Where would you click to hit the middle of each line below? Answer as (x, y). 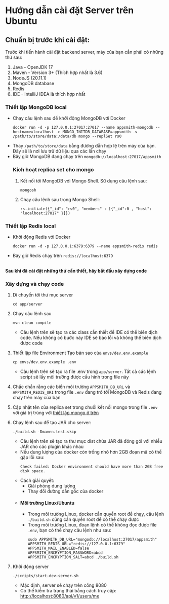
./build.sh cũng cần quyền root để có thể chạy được (83, 519)
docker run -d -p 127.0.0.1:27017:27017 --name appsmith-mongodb (83, 128)
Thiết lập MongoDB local (36, 107)
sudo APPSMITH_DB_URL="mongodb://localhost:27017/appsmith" (92, 540)
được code (31, 343)
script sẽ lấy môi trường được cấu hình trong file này (74, 377)
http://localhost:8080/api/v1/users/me (60, 596)
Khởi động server (31, 567)
